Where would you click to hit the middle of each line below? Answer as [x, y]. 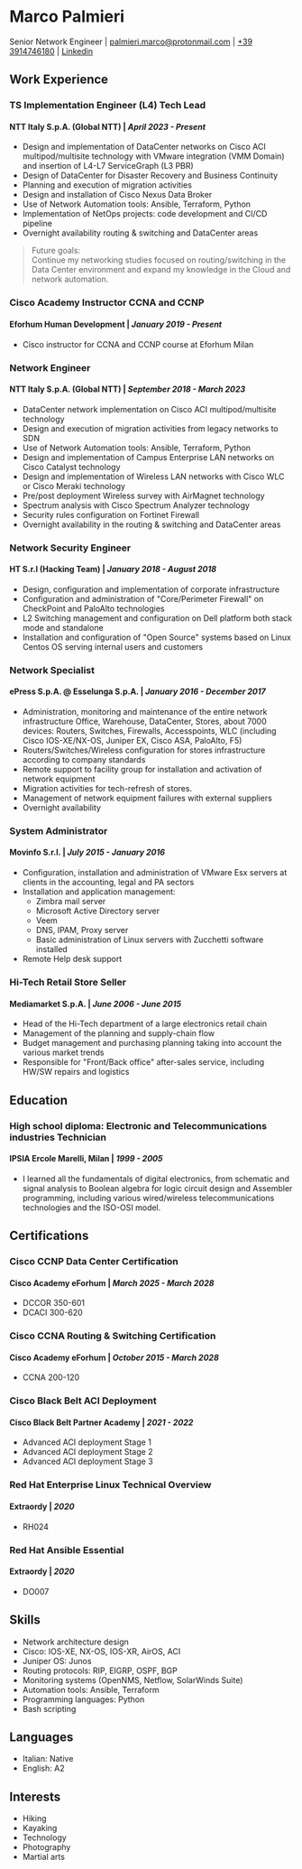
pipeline [37, 224]
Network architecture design [75, 1642]
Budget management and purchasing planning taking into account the [152, 1043]
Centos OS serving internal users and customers [113, 646]
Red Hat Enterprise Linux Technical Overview [110, 1485]
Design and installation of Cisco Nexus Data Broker [117, 195]
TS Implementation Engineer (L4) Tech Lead [108, 106]
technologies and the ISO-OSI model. [92, 1207]
